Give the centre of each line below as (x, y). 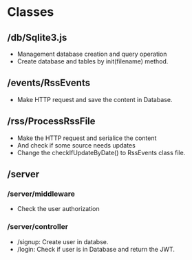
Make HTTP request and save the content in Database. (95, 99)
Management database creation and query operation (92, 54)
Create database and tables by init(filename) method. (93, 61)
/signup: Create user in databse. (63, 241)
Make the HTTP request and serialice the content (87, 138)
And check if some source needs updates (76, 145)
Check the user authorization (58, 209)
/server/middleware (41, 194)
